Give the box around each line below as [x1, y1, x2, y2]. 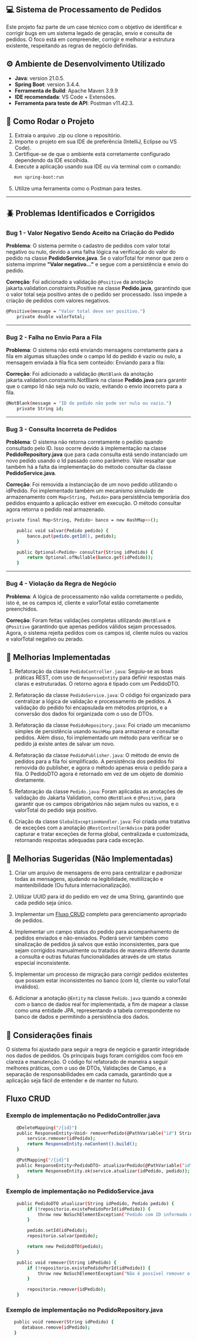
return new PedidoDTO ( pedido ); [27, 1244, 104, 1250]
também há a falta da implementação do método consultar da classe [6, 464, 172, 471]
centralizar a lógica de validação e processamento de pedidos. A [14, 698, 172, 705]
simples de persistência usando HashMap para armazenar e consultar [14, 728, 179, 735]
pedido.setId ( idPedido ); [27, 1227, 88, 1234]
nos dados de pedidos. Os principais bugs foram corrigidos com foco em [6, 1051, 183, 1059]
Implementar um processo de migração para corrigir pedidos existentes [14, 971, 189, 978]
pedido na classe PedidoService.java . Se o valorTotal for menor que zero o [6, 254, 189, 261]
